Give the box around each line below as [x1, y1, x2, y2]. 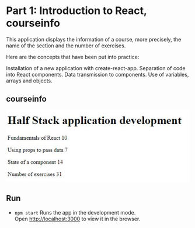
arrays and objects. [6, 77, 53, 84]
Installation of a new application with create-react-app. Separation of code [6, 64, 186, 71]
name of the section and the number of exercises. [6, 42, 126, 49]
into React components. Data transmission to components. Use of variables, [6, 71, 189, 78]
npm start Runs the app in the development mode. [14, 209, 136, 216]
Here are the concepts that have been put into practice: [6, 53, 140, 60]
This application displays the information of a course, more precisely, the [6, 36, 182, 43]
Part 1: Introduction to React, [6, 4, 147, 18]
